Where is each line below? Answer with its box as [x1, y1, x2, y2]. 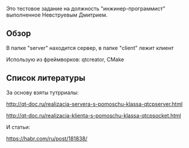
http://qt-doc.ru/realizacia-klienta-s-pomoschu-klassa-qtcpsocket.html [6, 112, 182, 119]
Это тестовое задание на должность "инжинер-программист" [6, 5, 166, 12]
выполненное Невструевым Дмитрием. [6, 11, 108, 18]
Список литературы [6, 73, 85, 83]
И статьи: [6, 123, 30, 130]
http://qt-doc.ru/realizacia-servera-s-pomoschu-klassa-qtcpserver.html [6, 100, 183, 108]
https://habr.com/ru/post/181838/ [6, 135, 88, 142]
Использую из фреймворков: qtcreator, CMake [6, 56, 125, 63]
